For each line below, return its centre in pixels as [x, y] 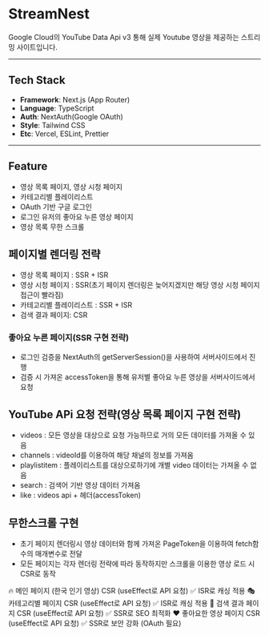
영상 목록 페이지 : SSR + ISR [64, 275]
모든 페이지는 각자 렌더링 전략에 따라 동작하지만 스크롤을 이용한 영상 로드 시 [137, 564]
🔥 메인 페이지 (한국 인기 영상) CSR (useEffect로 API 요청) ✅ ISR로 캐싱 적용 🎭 [132, 591]
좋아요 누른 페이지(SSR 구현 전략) [69, 338]
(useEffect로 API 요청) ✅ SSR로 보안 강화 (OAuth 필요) [95, 623]
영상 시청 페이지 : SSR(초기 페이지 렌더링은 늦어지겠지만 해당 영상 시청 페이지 [140, 285]
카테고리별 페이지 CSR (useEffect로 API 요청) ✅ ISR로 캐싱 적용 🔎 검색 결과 [126, 603]
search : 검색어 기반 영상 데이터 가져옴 [80, 485]
